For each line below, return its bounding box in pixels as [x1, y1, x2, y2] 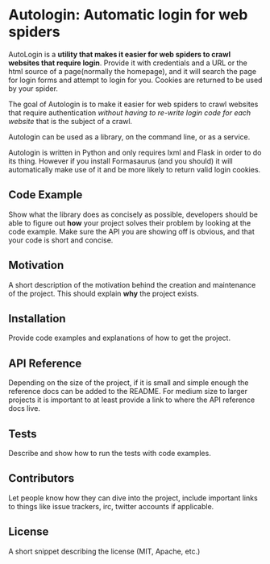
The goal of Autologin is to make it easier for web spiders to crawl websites [8, 99, 259, 109]
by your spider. [8, 83, 59, 93]
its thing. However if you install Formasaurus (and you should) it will [8, 156, 233, 166]
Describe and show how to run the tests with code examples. [8, 449, 211, 458]
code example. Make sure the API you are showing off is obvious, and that [8, 226, 255, 236]
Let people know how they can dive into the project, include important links [8, 493, 258, 503]
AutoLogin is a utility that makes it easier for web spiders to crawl [8, 49, 231, 59]
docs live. [8, 404, 40, 413]
